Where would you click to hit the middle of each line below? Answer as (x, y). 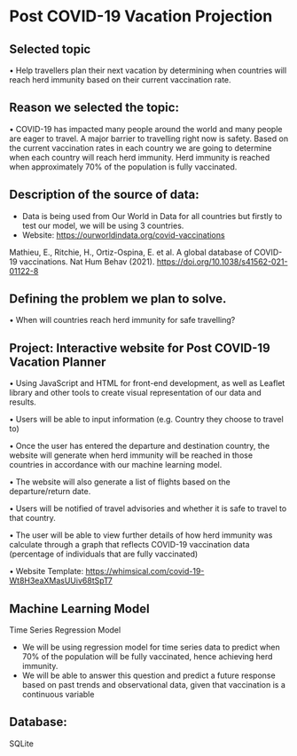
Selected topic (50, 49)
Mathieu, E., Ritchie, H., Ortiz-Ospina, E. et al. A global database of (131, 252)
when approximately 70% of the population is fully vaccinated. (123, 167)
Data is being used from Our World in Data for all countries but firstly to (152, 216)
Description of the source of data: (104, 195)
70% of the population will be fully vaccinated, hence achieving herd (147, 657)
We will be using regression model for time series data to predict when (151, 647)
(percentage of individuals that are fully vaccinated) (104, 554)
